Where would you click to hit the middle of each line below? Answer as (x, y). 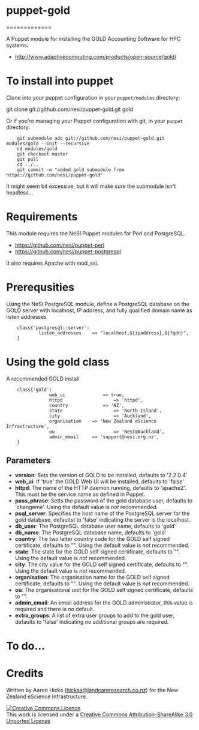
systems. (17, 45)
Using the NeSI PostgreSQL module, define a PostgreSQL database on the (98, 304)
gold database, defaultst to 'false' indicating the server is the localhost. (102, 519)
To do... (26, 646)
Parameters (28, 461)
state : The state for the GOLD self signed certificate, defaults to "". (97, 551)
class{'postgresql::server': (53, 328)
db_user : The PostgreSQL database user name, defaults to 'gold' (95, 526)
